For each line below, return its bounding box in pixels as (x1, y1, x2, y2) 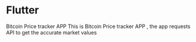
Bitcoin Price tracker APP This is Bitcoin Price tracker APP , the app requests (6, 23, 191, 30)
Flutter (6, 3, 39, 17)
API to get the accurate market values (6, 29, 97, 36)
